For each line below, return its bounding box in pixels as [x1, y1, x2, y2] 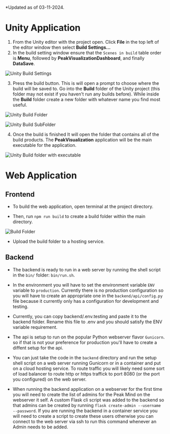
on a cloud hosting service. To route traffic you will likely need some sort [12, 365, 165, 371]
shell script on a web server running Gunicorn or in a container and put [12, 360, 161, 366]
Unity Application [5, 22, 81, 34]
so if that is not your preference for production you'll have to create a [12, 339, 157, 345]
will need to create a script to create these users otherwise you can [12, 413, 154, 419]
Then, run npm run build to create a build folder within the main [12, 213, 146, 219]
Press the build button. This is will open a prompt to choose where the [12, 80, 159, 86]
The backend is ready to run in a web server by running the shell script [12, 266, 161, 272]
